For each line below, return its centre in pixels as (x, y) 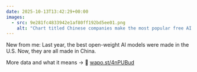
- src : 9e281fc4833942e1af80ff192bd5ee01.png (69, 22)
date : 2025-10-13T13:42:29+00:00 (47, 12)
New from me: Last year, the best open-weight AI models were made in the (98, 45)
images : (16, 17)
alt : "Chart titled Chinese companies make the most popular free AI (104, 28)
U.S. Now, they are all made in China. (51, 51)
